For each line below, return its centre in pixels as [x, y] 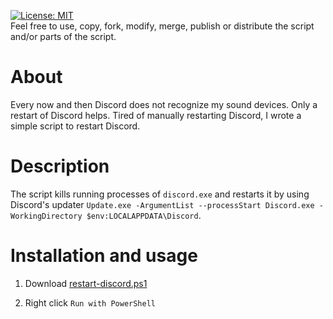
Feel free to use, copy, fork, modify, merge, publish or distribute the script [162, 26]
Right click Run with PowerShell [90, 302]
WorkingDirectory [46, 216]
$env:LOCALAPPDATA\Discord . [144, 215]
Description [60, 166]
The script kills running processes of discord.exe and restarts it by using [160, 194]
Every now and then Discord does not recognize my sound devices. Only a [164, 104]
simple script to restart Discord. [75, 126]
